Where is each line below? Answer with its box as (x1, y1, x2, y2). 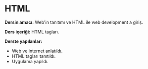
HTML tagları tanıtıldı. (11, 53, 56, 59)
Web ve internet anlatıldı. (11, 48, 63, 54)
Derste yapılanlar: (4, 38, 43, 44)
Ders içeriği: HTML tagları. (4, 29, 59, 34)
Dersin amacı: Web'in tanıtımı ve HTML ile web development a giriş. (4, 19, 143, 25)
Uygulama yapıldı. (11, 58, 49, 64)
